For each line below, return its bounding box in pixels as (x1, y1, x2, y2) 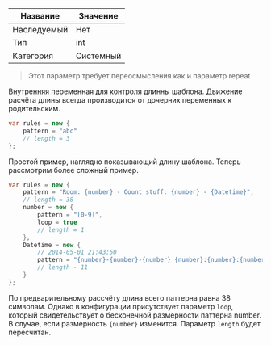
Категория (12, 50, 54, 61)
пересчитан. (8, 327, 52, 337)
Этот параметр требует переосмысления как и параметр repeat (27, 71, 251, 80)
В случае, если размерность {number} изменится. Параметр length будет (8, 318, 261, 328)
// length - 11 (37, 263, 89, 271)
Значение (78, 11, 119, 21)
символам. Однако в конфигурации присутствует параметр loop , (8, 301, 234, 311)
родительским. (8, 104, 60, 113)
